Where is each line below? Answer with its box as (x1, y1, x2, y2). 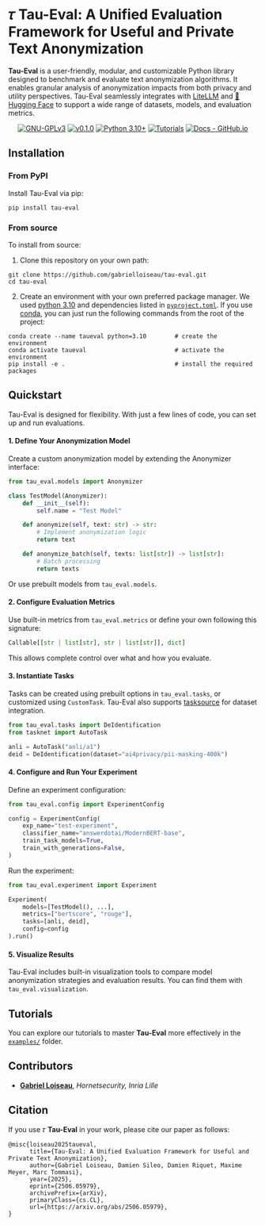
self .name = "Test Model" (36, 506, 123, 515)
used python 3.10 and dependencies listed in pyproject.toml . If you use (19, 300, 253, 309)
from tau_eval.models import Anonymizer (8, 478, 144, 486)
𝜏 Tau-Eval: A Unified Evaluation (8, 6, 223, 24)
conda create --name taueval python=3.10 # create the (8, 332, 218, 340)
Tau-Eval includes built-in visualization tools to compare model (8, 967, 213, 977)
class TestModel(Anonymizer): (8, 492, 108, 500)
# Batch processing (36, 557, 101, 565)
